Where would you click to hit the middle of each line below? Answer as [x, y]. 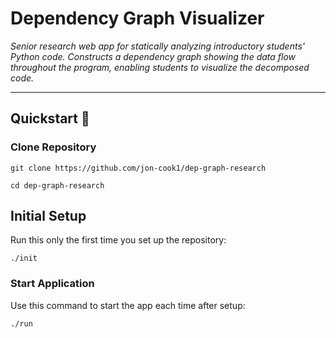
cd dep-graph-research [57, 185]
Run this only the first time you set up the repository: [118, 240]
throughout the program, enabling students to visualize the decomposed [160, 67]
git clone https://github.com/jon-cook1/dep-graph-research [138, 168]
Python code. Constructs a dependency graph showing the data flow [153, 56]
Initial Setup [48, 216]
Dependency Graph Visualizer [137, 18]
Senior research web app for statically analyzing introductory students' [157, 46]
